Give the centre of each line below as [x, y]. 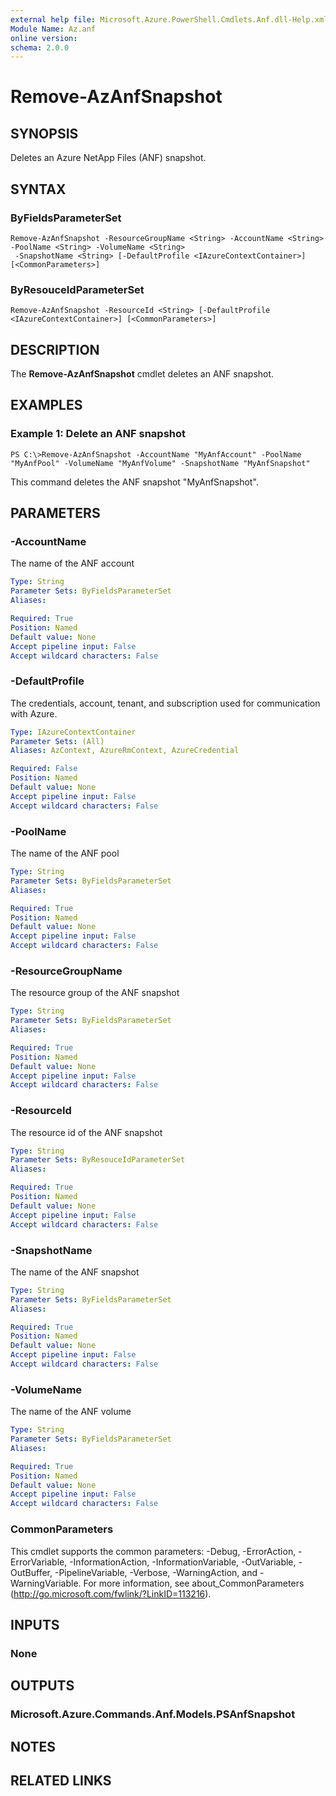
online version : [44, 38]
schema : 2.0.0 [40, 47]
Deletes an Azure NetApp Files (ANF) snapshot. [108, 158]
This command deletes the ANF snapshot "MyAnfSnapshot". [134, 482]
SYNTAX [38, 189]
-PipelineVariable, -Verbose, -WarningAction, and [156, 1572]
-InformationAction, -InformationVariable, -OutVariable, [183, 1562]
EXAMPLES [46, 405]
